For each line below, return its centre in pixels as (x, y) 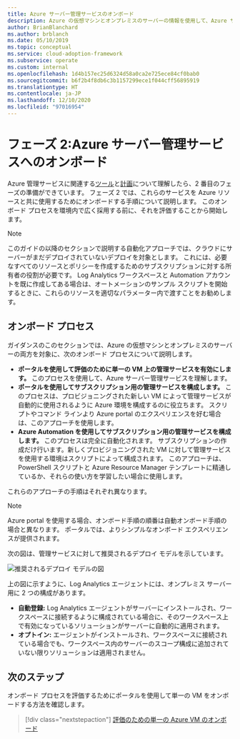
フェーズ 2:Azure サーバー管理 (97, 145)
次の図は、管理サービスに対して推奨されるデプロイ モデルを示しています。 (117, 553)
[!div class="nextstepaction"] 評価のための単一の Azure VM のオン (122, 720)
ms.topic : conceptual (40, 47)
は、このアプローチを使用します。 (67, 423)
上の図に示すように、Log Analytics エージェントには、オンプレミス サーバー (120, 583)
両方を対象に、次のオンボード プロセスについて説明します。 (108, 353)
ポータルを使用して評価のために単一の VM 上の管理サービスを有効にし (121, 369)
